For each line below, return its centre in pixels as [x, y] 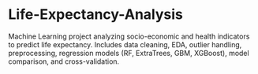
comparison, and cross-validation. [64, 61]
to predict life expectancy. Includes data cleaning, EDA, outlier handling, [125, 44]
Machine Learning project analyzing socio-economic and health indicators [129, 36]
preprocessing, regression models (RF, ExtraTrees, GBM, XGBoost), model [129, 53]
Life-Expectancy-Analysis [96, 15]
